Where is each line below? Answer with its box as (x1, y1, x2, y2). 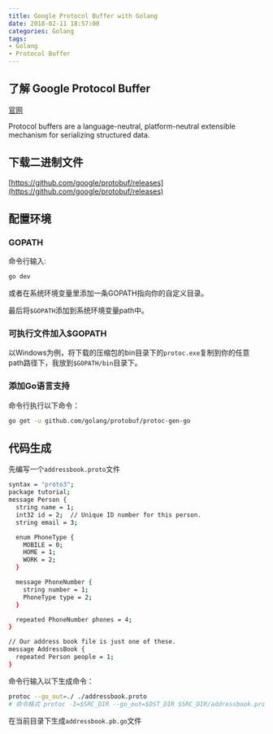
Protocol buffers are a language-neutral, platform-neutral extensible (8, 121, 236, 131)
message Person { (8, 496, 67, 505)
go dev (8, 273, 31, 281)
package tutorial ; (8, 488, 71, 496)
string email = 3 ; (15, 518, 79, 526)
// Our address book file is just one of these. (8, 638, 176, 646)
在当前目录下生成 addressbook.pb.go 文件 (8, 715, 142, 725)
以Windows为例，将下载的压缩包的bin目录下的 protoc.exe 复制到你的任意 (8, 347, 250, 358)
